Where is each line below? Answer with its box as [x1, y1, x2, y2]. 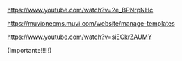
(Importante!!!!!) [7, 46, 52, 54]
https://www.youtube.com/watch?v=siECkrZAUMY [7, 33, 152, 41]
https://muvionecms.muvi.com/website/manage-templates [7, 19, 175, 27]
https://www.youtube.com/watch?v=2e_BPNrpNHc [7, 6, 154, 14]
